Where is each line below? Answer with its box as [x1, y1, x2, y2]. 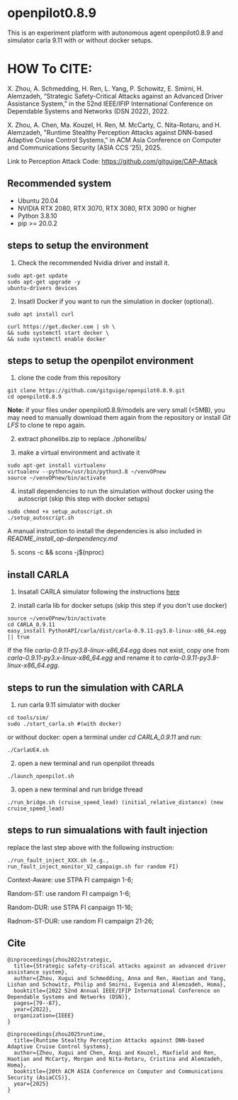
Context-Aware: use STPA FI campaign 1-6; [7, 875, 133, 884]
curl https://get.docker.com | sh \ [7, 323, 115, 330]
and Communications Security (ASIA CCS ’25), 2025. [7, 143, 162, 152]
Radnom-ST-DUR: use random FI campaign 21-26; [7, 916, 154, 925]
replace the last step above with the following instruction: [7, 843, 175, 852]
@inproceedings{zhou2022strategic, [7, 956, 113, 963]
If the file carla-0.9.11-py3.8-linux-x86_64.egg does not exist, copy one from [7, 646, 230, 655]
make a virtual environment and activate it [17, 448, 140, 457]
